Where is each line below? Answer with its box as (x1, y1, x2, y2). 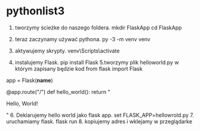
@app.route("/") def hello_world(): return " (6, 88, 110, 95)
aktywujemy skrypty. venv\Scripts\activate (14, 47, 120, 54)
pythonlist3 (6, 4, 65, 18)
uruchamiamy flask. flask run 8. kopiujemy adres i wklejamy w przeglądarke (6, 118, 193, 125)
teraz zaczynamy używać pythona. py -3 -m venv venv (14, 35, 150, 42)
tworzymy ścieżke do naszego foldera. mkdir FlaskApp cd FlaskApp (14, 24, 182, 31)
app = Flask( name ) (6, 77, 53, 84)
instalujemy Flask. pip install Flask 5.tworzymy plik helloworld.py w (14, 59, 179, 66)
